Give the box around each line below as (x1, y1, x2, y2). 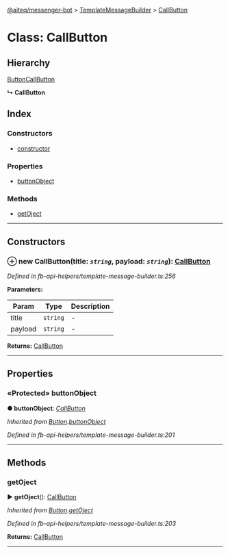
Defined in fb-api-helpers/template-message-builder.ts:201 (7, 431, 175, 439)
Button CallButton (7, 75, 55, 83)
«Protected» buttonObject (7, 388, 97, 398)
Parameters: (7, 285, 43, 293)
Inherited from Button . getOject (7, 506, 94, 514)
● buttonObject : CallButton (7, 404, 86, 412)
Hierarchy (7, 57, 51, 68)
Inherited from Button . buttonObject (7, 417, 106, 425)
